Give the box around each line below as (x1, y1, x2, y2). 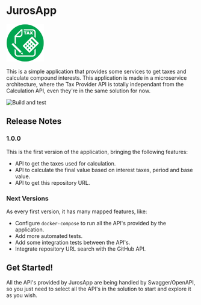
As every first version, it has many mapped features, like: (6, 208, 147, 215)
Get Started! (6, 263, 53, 273)
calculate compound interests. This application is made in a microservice (6, 74, 187, 82)
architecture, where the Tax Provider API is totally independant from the (6, 80, 184, 88)
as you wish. (6, 291, 37, 299)
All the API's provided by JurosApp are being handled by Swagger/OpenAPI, (6, 278, 196, 286)
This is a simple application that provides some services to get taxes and (6, 68, 187, 75)
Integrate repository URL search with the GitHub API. (14, 245, 146, 252)
